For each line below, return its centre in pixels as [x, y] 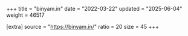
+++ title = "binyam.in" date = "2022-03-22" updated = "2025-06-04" [94, 9]
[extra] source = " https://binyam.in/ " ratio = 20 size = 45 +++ [83, 27]
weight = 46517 [25, 15]
